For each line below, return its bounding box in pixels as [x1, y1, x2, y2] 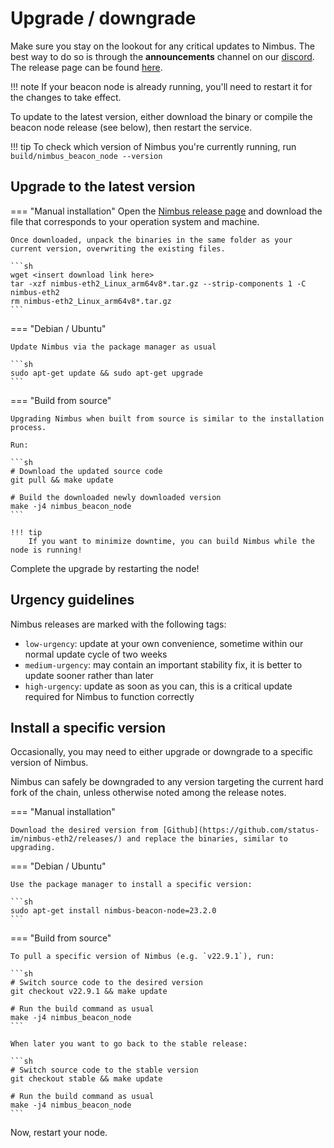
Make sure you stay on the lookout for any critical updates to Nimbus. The [10, 40, 315, 52]
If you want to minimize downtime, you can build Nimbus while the [28, 536, 315, 546]
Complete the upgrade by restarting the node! [10, 562, 200, 574]
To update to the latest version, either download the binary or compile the [10, 110, 313, 122]
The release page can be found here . [10, 61, 163, 73]
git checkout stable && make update [10, 1074, 163, 1084]
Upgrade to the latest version [10, 178, 196, 196]
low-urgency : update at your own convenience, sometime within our [24, 637, 304, 649]
